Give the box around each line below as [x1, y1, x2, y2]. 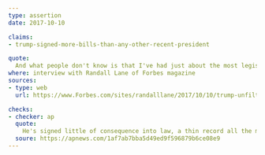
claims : [8, 33, 34, 41]
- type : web [8, 83, 47, 91]
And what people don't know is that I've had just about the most [15, 62, 238, 70]
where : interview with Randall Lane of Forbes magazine [8, 69, 196, 77]
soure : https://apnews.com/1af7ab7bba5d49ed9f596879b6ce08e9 [15, 135, 221, 142]
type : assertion [8, 11, 62, 20]
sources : [8, 76, 37, 84]
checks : [8, 105, 34, 113]
